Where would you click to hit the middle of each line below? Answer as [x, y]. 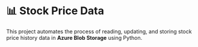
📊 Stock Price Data [55, 11]
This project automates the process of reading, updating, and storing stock [99, 31]
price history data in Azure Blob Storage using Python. [74, 37]
